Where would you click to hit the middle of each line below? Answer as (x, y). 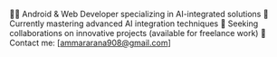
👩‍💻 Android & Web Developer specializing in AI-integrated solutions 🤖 (139, 14)
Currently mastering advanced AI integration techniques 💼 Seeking (134, 24)
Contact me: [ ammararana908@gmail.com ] (91, 43)
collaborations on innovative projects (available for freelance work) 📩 (138, 33)
